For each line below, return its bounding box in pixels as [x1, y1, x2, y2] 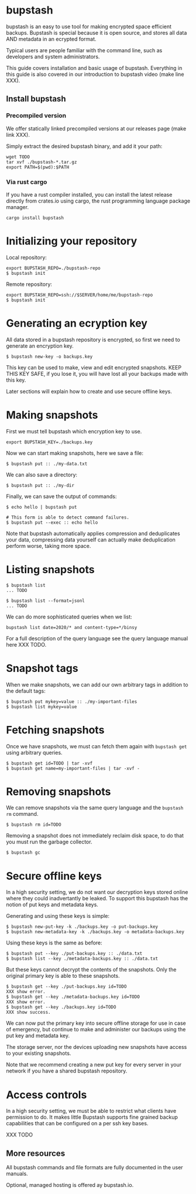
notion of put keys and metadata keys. [6, 901, 98, 908]
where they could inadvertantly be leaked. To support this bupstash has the [6, 895, 188, 902]
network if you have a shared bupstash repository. [6, 1067, 128, 1075]
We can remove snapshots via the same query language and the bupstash [6, 804, 184, 811]
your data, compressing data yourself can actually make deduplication [6, 536, 176, 543]
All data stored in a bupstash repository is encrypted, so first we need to [6, 336, 180, 343]
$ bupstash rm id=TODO [6, 822, 61, 828]
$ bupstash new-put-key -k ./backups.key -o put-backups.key [6, 924, 159, 930]
